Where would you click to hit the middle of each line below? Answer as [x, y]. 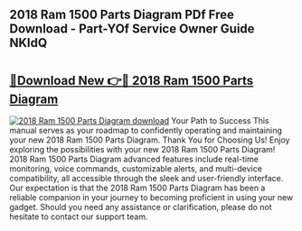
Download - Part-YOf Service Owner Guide [132, 29]
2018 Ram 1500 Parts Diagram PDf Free [122, 15]
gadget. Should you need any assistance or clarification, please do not [141, 207]
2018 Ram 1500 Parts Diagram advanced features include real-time [134, 159]
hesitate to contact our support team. [79, 217]
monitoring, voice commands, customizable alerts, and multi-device [136, 169]
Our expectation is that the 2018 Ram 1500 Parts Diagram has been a [137, 188]
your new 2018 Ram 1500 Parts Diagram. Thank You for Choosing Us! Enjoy [150, 140]
